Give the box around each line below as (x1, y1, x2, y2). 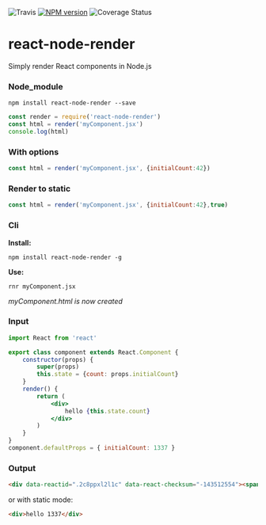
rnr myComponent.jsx (8, 282, 77, 291)
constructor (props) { (22, 356, 93, 363)
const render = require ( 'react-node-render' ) (8, 113, 161, 121)
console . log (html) (8, 127, 69, 135)
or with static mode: (8, 495, 74, 504)
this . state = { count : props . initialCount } (36, 371, 179, 379)
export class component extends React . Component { (8, 348, 179, 356)
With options (8, 146, 59, 158)
